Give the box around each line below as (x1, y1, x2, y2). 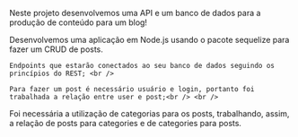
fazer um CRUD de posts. (9, 44, 103, 55)
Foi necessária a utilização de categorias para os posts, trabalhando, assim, (9, 108, 290, 119)
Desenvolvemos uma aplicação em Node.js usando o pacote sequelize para (9, 35, 290, 45)
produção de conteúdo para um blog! (9, 17, 148, 28)
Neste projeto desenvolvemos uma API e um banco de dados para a (9, 8, 261, 18)
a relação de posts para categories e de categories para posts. (9, 118, 242, 128)
